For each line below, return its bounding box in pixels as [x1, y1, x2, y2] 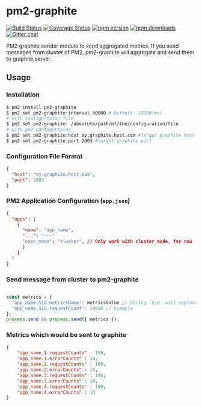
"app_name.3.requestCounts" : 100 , [17, 372, 106, 378]
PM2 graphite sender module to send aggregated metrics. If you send [6, 42, 179, 49]
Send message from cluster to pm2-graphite [6, 275, 139, 284]
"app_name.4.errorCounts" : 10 [17, 389, 96, 395]
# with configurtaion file [6, 116, 74, 122]
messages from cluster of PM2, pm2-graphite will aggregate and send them [6, 48, 194, 55]
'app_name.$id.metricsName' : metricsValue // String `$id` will [11, 299, 176, 305]
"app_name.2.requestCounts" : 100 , [17, 361, 106, 367]
